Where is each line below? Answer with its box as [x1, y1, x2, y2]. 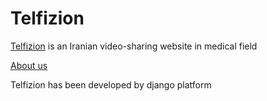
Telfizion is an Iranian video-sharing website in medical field [10, 40, 258, 52]
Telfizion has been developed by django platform [10, 78, 212, 91]
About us [10, 59, 48, 71]
